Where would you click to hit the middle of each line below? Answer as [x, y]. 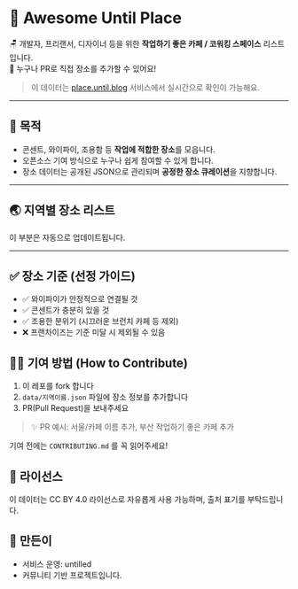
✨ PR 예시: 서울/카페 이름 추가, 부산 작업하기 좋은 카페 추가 [133, 427]
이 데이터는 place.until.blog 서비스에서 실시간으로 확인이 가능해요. [145, 87]
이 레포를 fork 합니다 [58, 386]
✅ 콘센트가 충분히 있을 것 [66, 310]
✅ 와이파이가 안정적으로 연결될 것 [80, 299]
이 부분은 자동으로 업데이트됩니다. [67, 237]
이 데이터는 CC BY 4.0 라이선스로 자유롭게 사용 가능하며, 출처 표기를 [127, 499]
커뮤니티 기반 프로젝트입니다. [72, 575]
